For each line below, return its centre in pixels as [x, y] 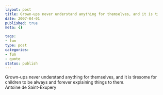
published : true [21, 23]
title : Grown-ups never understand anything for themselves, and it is [79, 14]
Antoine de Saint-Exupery [31, 87]
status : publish [21, 63]
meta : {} [14, 28]
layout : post [18, 9]
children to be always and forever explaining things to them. [65, 82]
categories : [17, 50]
